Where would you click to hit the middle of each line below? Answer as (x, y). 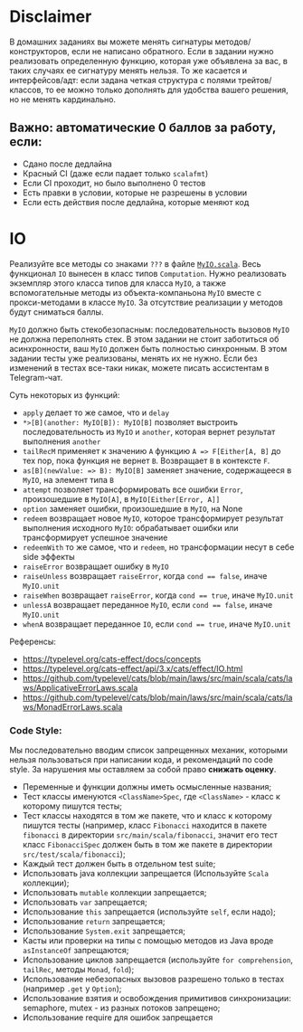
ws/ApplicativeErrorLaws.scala (80, 687)
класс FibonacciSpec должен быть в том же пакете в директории (147, 844)
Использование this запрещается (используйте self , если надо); (149, 912)
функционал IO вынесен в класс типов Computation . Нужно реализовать (148, 273)
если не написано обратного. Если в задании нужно (172, 51)
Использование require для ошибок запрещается (118, 1017)
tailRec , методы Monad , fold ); (78, 969)
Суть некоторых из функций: (65, 394)
